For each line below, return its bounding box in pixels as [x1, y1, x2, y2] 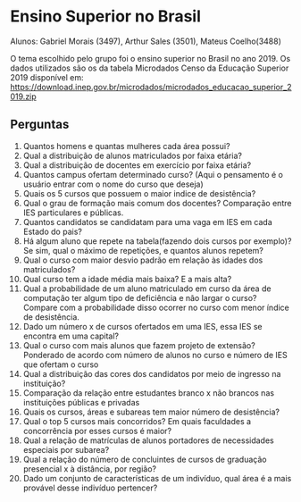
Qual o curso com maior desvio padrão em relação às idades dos [22, 255, 263, 265]
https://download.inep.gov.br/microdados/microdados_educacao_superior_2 [10, 81, 292, 92]
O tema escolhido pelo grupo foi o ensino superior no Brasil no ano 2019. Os [10, 53, 291, 63]
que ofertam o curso [22, 359, 99, 370]
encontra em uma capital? [22, 330, 120, 341]
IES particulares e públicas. [22, 207, 124, 218]
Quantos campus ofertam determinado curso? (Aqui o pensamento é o [22, 169, 284, 180]
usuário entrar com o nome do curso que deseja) [22, 179, 204, 189]
